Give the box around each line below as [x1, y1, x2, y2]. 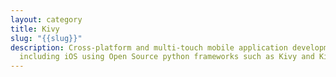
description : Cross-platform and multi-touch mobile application [10, 42, 288, 53]
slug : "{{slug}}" [10, 33, 83, 43]
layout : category [10, 14, 83, 25]
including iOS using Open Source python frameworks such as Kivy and [19, 52, 315, 62]
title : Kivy [10, 24, 60, 34]
